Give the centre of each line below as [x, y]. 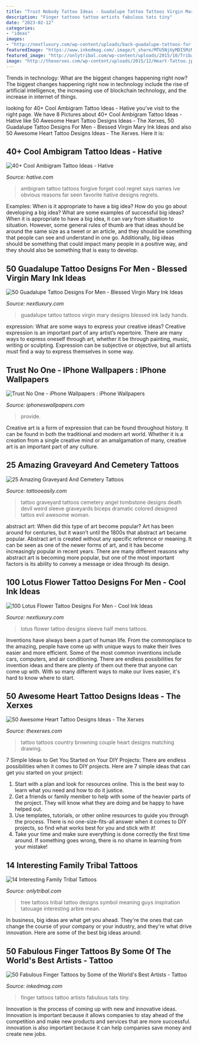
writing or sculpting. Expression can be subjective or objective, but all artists [99, 345]
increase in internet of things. [42, 96]
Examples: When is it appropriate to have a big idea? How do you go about [97, 206]
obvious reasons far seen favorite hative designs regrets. [90, 195]
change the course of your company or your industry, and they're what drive [99, 926]
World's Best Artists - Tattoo [60, 960]
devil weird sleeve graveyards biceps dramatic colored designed [99, 509]
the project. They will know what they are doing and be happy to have [99, 803]
